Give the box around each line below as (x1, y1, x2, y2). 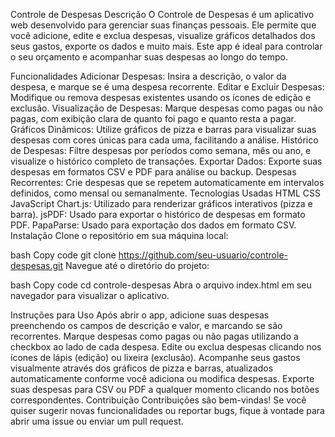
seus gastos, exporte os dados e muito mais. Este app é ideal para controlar (10, 40, 323, 52)
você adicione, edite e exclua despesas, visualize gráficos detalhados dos (10, 30, 316, 41)
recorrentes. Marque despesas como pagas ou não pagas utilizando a (10, 330, 299, 342)
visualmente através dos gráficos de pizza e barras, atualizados (10, 362, 274, 374)
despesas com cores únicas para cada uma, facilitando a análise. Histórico (10, 134, 319, 146)
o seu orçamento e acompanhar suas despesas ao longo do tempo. (10, 51, 289, 63)
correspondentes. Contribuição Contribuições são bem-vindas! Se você (10, 394, 307, 406)
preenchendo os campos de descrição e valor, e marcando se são (10, 320, 283, 331)
